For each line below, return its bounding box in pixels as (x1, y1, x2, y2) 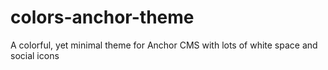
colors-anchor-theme (10, 6, 195, 29)
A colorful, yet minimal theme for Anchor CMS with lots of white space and (10, 39, 318, 51)
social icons (10, 49, 60, 61)
